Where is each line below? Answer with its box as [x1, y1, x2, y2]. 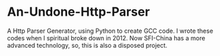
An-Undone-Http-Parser [7, 4, 150, 20]
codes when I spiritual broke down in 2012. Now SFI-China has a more [7, 33, 206, 42]
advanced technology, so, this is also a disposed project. [7, 41, 168, 49]
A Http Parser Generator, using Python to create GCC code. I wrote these [7, 27, 214, 35]
